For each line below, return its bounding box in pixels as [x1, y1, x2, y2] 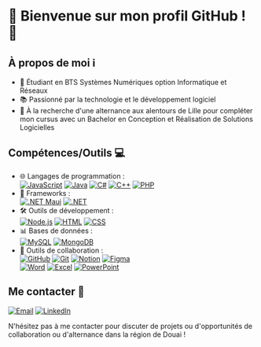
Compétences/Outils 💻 [8, 146, 126, 160]
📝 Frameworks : [19, 188, 71, 197]
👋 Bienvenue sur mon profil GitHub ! [8, 7, 246, 25]
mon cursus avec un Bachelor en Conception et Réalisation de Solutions [19, 114, 254, 124]
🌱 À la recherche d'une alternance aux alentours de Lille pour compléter [19, 106, 253, 115]
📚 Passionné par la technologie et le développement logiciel [19, 94, 216, 104]
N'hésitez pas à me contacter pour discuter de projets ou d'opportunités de [8, 321, 253, 330]
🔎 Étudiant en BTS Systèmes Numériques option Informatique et [19, 78, 227, 87]
